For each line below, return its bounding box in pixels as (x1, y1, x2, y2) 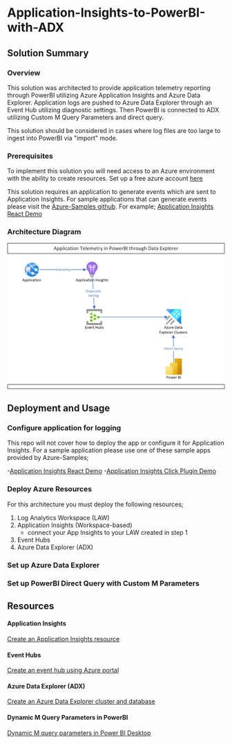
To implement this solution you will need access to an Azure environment (7, 167, 215, 175)
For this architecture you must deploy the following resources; (7, 500, 184, 508)
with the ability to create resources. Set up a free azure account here (7, 175, 203, 183)
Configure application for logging (7, 423, 122, 432)
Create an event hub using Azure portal (7, 666, 119, 675)
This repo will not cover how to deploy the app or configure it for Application (7, 439, 224, 448)
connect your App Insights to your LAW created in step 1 (27, 528, 188, 536)
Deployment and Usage (7, 402, 110, 414)
